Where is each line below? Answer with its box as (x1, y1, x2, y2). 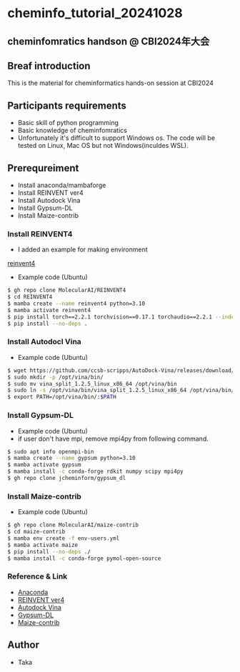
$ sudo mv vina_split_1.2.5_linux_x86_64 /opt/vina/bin (7, 380, 177, 387)
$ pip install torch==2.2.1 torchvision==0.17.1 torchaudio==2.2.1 (7, 313, 213, 321)
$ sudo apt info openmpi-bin (7, 448, 94, 455)
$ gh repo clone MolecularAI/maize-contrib (7, 521, 139, 529)
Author (7, 639, 39, 651)
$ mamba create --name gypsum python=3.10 (7, 455, 136, 462)
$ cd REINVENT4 (7, 294, 53, 301)
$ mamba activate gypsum (7, 461, 81, 468)
